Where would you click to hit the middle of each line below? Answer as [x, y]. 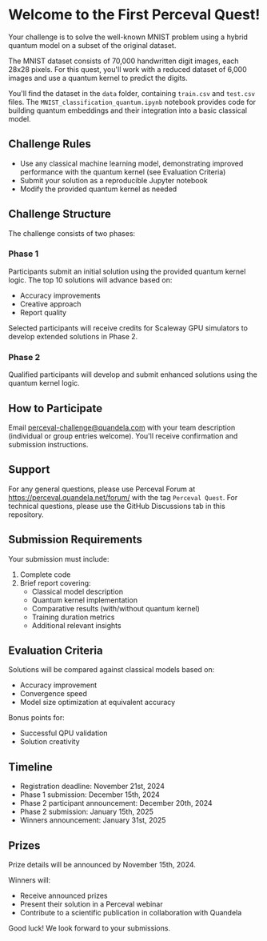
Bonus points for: [37, 718]
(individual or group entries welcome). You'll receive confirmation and [123, 436]
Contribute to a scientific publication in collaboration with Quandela [131, 913]
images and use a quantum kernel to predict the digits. [98, 78]
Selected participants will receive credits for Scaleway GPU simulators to [128, 328]
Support [29, 470]
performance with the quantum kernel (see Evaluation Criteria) [123, 172]
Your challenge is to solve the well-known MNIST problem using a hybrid [128, 37]
